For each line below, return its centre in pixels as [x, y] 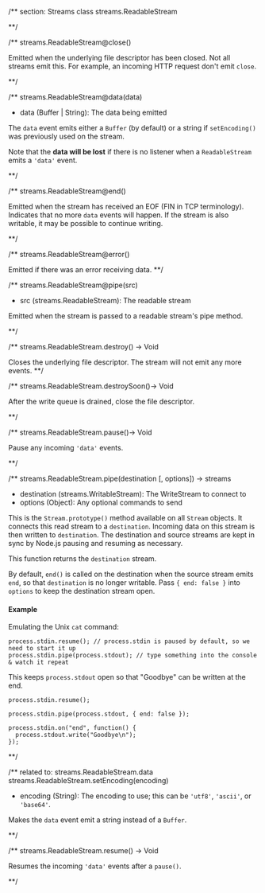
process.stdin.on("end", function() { [72, 728]
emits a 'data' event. [43, 160]
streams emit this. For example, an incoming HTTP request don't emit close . [132, 66]
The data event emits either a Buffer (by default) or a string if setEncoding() [132, 128]
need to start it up [42, 649]
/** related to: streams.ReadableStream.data [81, 772]
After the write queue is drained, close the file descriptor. [102, 402]
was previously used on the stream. [67, 136]
